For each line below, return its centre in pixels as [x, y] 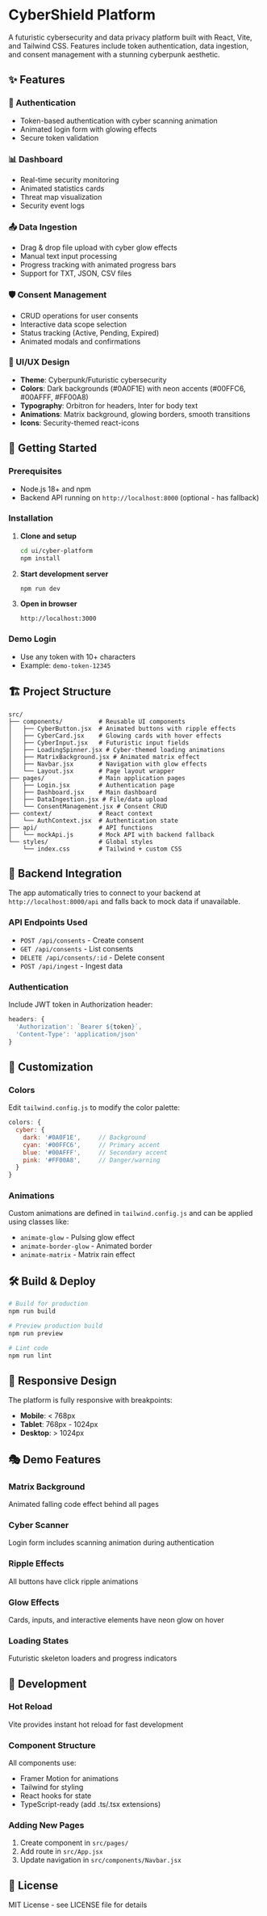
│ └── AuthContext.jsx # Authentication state [94, 821]
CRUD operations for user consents [79, 315]
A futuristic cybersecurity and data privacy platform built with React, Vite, [130, 37]
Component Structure [52, 1745]
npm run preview [35, 1333]
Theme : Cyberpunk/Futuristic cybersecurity [93, 380]
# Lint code [28, 1348]
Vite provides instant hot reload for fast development [96, 1724]
